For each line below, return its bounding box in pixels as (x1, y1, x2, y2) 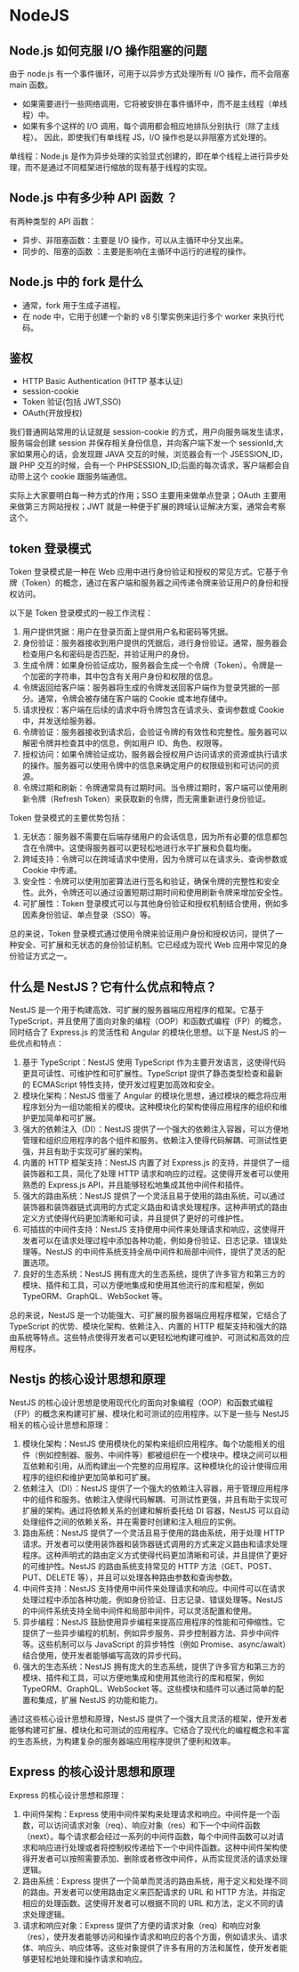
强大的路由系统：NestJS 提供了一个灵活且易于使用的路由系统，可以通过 (21, 1191, 286, 1201)
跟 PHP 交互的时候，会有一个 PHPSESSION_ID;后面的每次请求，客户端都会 (9, 460, 282, 470)
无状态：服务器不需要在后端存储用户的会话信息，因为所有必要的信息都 (21, 831, 280, 842)
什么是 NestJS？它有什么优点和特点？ (9, 979, 217, 994)
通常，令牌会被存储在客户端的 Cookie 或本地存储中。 (37, 693, 232, 704)
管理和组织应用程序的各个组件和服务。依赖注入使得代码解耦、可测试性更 (21, 1135, 287, 1146)
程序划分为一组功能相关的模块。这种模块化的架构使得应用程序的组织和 (21, 1101, 280, 1112)
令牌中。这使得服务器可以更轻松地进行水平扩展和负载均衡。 (37, 843, 256, 854)
